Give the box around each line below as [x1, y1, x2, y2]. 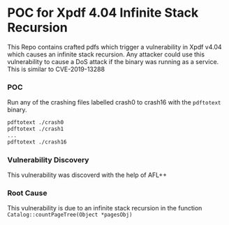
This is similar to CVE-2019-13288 [7, 65, 105, 73]
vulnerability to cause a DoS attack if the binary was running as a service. [7, 57, 219, 65]
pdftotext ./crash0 [7, 119, 64, 126]
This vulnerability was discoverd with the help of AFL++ [7, 171, 168, 179]
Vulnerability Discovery [7, 155, 89, 164]
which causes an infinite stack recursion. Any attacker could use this [7, 50, 205, 59]
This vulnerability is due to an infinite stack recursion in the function [7, 204, 202, 212]
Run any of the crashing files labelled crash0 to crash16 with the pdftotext [7, 98, 221, 107]
